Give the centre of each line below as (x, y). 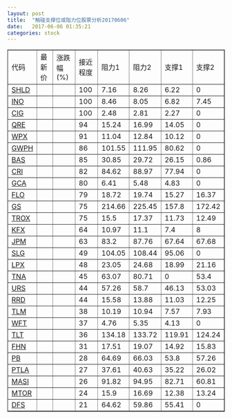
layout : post (26, 13)
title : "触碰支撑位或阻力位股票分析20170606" (68, 20)
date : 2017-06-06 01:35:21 (49, 26)
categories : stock (33, 33)
